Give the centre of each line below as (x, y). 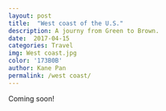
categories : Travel (41, 46)
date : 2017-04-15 (39, 38)
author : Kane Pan (37, 68)
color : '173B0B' (35, 61)
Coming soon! (31, 98)
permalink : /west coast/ (50, 76)
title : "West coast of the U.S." (66, 23)
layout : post (30, 16)
